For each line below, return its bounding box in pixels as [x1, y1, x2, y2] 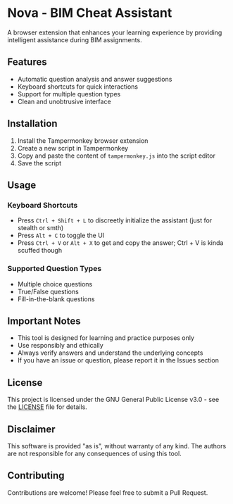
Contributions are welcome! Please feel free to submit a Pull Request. [7, 488, 208, 497]
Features [7, 56, 47, 68]
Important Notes [7, 315, 81, 327]
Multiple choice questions [17, 279, 93, 288]
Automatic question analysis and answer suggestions [17, 75, 172, 83]
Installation [7, 118, 58, 130]
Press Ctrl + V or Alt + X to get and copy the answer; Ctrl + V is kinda [17, 239, 224, 247]
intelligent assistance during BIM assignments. [7, 35, 142, 44]
